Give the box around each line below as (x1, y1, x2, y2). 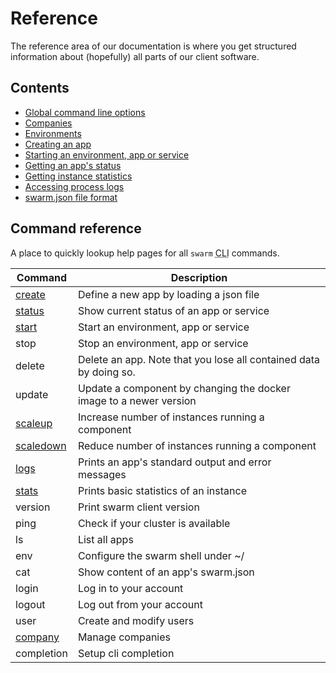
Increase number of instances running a (77, 410, 265, 424)
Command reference (10, 220, 142, 237)
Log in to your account (77, 581, 184, 595)
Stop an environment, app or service (77, 336, 249, 350)
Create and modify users (77, 613, 195, 627)
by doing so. (77, 365, 136, 379)
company (15, 630, 60, 644)
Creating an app (24, 138, 92, 150)
